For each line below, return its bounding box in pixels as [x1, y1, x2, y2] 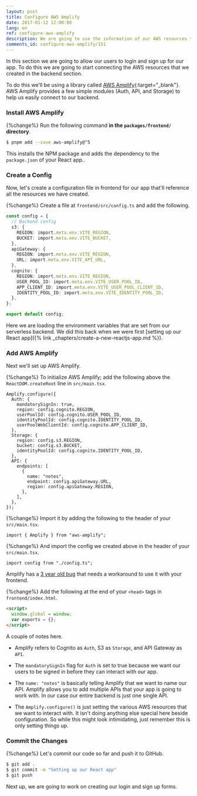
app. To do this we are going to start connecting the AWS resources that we [6, 63, 189, 70]
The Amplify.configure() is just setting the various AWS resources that [14, 703, 187, 710]
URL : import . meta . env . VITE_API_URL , [16, 257, 107, 263]
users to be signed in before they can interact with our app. [14, 668, 158, 675]
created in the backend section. [6, 70, 83, 77]
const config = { [6, 213, 49, 219]
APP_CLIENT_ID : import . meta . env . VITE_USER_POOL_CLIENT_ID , [16, 284, 164, 290]
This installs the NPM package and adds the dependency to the [6, 150, 159, 157]
